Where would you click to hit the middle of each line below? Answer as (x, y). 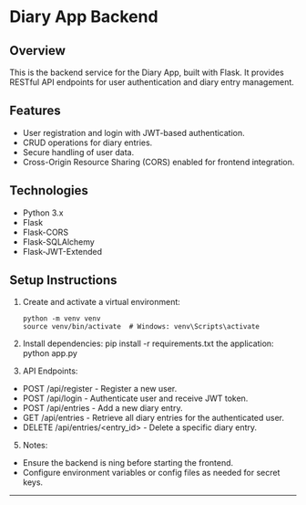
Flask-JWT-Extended (62, 251)
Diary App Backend (84, 17)
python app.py (50, 353)
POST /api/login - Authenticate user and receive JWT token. (135, 398)
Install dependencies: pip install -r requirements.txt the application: (148, 343)
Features (35, 111)
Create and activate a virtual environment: (101, 302)
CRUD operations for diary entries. (87, 142)
